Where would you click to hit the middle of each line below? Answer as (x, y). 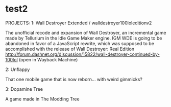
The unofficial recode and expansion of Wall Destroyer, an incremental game (86, 32)
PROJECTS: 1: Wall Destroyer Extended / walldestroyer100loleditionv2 (79, 23)
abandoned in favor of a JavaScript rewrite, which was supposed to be (80, 43)
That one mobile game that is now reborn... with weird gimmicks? (74, 79)
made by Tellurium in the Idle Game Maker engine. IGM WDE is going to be (84, 38)
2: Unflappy (18, 69)
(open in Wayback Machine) (48, 59)
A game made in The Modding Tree (43, 99)
